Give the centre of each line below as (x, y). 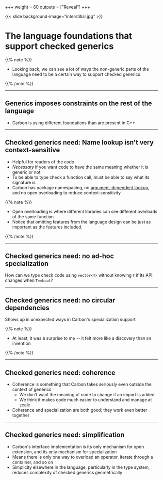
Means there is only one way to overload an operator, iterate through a (82, 457)
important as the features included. (47, 227)
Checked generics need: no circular (60, 300)
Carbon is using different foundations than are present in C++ (74, 123)
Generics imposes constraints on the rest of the (79, 104)
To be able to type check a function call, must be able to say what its (81, 177)
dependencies (27, 308)
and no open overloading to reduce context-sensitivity (66, 192)
